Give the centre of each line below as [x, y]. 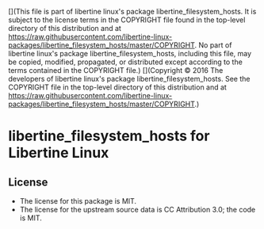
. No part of [213, 45]
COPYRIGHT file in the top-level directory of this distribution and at [118, 87]
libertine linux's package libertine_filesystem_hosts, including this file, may [130, 53]
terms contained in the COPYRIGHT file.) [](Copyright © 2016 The [116, 70]
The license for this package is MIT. [78, 201]
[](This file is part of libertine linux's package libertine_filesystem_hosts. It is [132, 11]
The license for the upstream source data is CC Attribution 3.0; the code [138, 210]
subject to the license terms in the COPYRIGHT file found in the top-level [127, 20]
